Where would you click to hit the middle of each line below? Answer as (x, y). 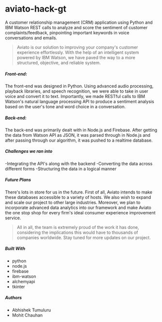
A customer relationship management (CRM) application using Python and (79, 22)
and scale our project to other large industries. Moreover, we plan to (73, 202)
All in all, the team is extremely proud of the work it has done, (78, 227)
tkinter (18, 287)
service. (13, 218)
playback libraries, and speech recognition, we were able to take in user (77, 91)
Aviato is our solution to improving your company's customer (77, 47)
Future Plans (18, 180)
